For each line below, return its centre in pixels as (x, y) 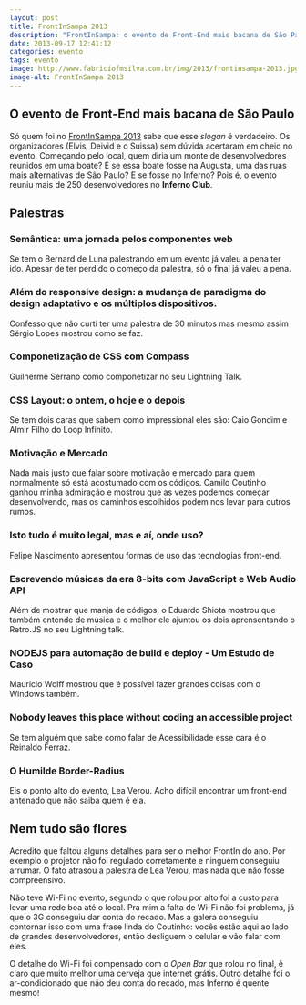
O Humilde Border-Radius (67, 771)
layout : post (34, 18)
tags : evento (34, 60)
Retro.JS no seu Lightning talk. (67, 630)
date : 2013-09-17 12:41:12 (61, 43)
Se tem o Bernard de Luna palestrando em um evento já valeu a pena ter (145, 259)
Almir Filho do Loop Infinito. (61, 430)
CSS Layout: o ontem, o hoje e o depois (97, 400)
